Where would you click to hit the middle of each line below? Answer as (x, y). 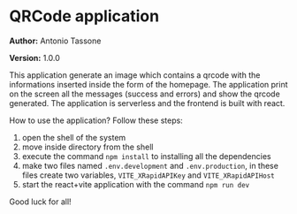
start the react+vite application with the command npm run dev (136, 184)
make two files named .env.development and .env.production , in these (150, 165)
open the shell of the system (74, 137)
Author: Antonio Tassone (55, 41)
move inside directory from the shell (88, 147)
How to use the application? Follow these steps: (96, 120)
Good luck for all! (41, 202)
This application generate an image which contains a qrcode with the (135, 75)
